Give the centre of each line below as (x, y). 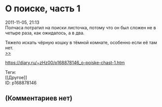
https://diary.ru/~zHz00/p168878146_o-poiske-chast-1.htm (65, 62)
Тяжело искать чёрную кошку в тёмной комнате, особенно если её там (81, 42)
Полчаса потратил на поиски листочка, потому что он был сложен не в (81, 27)
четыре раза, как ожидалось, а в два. (45, 33)
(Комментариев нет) (39, 98)
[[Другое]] (16, 77)
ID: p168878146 (21, 83)
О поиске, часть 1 (43, 9)
